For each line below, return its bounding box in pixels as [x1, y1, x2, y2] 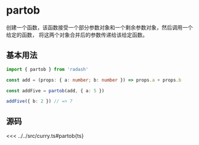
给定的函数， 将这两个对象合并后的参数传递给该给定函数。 [6, 31, 148, 38]
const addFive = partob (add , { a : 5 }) [6, 88, 105, 94]
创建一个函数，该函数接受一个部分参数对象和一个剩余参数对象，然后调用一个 [6, 24, 193, 31]
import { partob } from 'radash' [6, 66, 89, 72]
